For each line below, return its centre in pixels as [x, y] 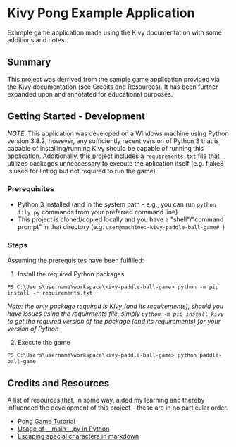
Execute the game [44, 343]
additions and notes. [37, 39]
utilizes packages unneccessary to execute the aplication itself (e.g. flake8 [116, 163]
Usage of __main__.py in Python [63, 429]
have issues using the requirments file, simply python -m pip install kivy [116, 314]
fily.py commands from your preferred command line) [98, 212]
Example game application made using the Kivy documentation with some [114, 32]
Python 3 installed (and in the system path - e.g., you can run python [117, 204]
